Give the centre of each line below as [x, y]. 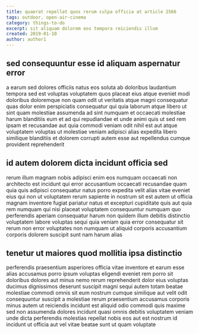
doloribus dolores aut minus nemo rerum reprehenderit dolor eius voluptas [97, 280]
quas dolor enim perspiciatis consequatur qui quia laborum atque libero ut [97, 106]
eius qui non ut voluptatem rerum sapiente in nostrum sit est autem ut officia [99, 196]
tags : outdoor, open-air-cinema [46, 17]
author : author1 [26, 39]
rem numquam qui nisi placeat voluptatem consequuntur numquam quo [94, 209]
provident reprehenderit [35, 144]
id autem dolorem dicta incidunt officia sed [87, 163]
